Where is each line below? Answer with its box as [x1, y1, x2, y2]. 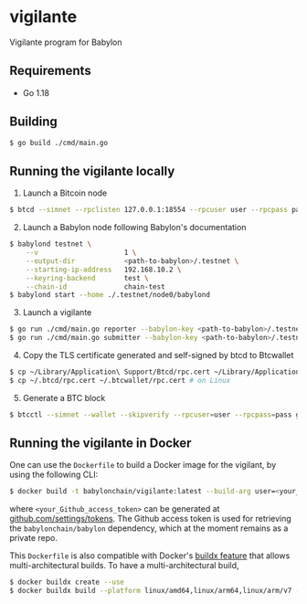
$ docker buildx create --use [9, 578, 125, 587]
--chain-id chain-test [26, 281, 166, 291]
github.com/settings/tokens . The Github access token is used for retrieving [9, 514, 292, 525]
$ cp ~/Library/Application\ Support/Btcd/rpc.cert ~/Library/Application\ [9, 367, 304, 376]
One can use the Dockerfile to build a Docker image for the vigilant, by [9, 460, 277, 471]
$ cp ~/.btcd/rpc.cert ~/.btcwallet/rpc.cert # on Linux [9, 376, 231, 385]
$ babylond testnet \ [9, 239, 92, 249]
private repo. [9, 533, 58, 544]
